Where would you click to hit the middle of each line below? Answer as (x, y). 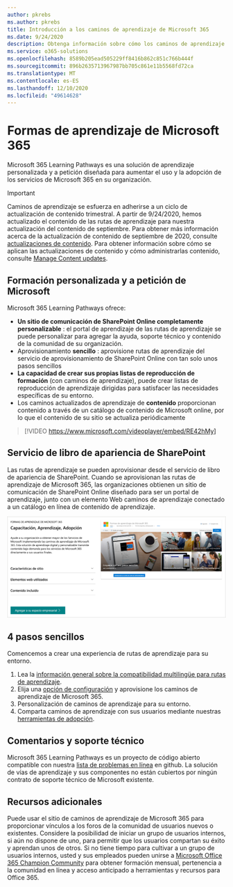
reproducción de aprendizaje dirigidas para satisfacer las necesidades (118, 388)
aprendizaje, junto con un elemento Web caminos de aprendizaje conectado (116, 499)
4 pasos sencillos (46, 637)
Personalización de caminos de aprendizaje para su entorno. (104, 704)
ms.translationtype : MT (42, 73)
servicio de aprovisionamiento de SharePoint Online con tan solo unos (118, 358)
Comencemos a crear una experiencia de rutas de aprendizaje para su (108, 654)
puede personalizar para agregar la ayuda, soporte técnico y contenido (119, 336)
